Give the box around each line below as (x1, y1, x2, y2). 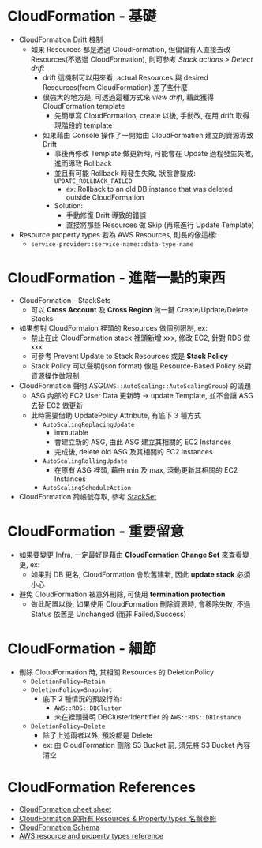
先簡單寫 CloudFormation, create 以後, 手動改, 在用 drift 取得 (54, 110, 250, 120)
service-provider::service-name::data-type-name (30, 240, 194, 248)
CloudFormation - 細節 (7, 640, 157, 657)
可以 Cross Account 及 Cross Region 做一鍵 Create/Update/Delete (30, 304, 249, 314)
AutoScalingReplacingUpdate (42, 420, 135, 428)
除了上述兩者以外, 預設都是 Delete (42, 730, 153, 740)
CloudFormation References (7, 778, 196, 796)
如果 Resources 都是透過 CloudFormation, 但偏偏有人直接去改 (30, 44, 231, 54)
